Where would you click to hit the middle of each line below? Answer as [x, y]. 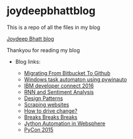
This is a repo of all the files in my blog [54, 27]
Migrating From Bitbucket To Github [67, 73]
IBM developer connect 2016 [59, 85]
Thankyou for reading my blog [43, 50]
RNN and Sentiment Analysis [59, 92]
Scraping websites [46, 104]
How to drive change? [51, 111]
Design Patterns [44, 98]
